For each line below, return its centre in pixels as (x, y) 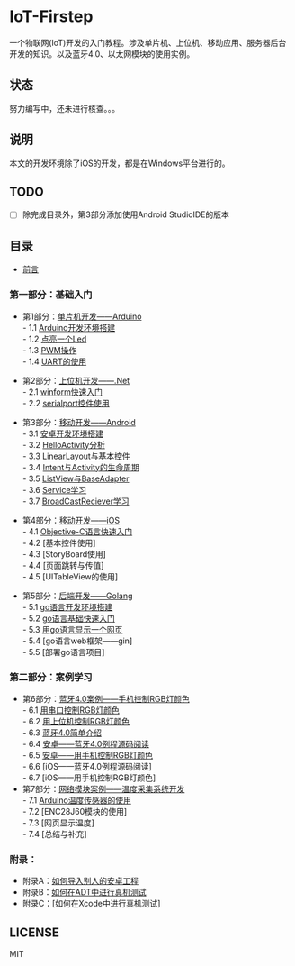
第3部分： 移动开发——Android (79, 422)
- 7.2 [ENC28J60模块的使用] (75, 811)
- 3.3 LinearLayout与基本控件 (76, 456)
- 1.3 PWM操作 (49, 350)
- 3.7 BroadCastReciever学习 (76, 501)
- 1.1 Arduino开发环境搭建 (68, 327)
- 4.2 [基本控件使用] (59, 542)
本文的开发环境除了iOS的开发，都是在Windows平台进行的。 (120, 163)
